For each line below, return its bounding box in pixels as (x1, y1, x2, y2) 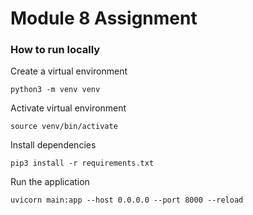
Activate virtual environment (10, 102, 127, 114)
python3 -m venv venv (10, 85, 101, 95)
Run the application (10, 176, 90, 188)
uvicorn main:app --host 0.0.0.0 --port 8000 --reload (10, 195, 244, 206)
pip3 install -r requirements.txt (10, 158, 155, 169)
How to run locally (10, 43, 101, 57)
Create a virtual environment (10, 65, 128, 77)
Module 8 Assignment (10, 7, 198, 30)
